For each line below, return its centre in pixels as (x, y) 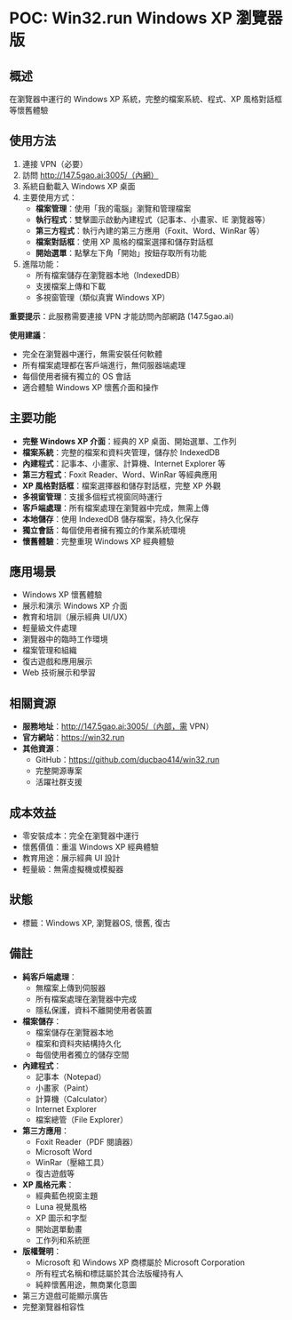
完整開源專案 (59, 771)
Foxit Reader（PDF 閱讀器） (87, 1141)
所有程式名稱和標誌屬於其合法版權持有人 (109, 1273)
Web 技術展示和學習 (59, 673)
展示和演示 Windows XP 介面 (75, 606)
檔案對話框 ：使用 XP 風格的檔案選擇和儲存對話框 (124, 242)
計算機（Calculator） (74, 1099)
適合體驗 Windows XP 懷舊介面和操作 (91, 387)
